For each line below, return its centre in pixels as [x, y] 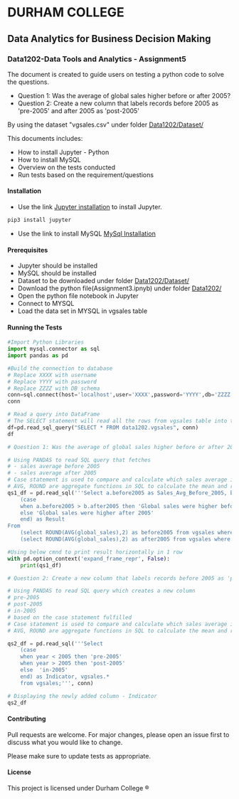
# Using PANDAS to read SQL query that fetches [79, 460]
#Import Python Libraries [46, 342]
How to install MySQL [49, 159]
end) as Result [43, 519]
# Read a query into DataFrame [54, 414]
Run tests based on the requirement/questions [86, 174]
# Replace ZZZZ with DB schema [54, 388]
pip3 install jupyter [39, 220]
